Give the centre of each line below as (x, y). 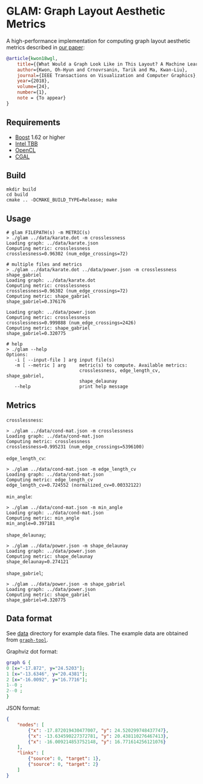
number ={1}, (32, 92)
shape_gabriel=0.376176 (36, 302)
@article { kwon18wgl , (32, 58)
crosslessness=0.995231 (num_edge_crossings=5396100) (76, 447)
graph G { (19, 663)
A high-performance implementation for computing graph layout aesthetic (98, 41)
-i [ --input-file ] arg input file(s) (64, 360)
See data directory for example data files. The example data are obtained (97, 633)
